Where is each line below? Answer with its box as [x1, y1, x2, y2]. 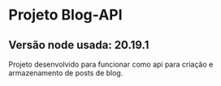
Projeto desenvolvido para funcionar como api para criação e [8, 59, 214, 69]
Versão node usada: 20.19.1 [8, 38, 149, 52]
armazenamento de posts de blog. [8, 68, 123, 78]
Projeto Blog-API [8, 6, 123, 24]
